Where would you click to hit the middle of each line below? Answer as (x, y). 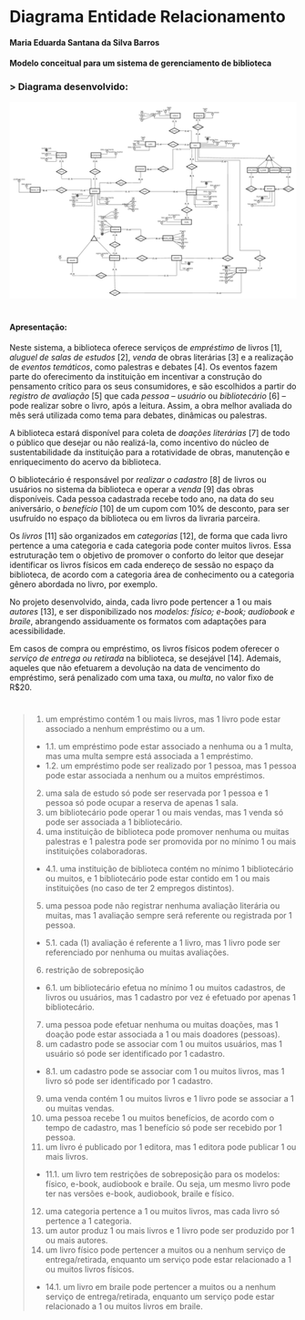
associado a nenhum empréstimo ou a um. (125, 729)
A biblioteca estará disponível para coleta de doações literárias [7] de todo (150, 432)
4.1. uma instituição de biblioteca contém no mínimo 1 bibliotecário (169, 869)
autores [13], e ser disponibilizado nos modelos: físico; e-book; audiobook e (152, 611)
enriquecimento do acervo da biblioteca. (86, 462)
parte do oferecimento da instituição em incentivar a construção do (136, 376)
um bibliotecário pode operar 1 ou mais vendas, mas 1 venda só (164, 813)
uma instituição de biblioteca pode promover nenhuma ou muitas (167, 832)
